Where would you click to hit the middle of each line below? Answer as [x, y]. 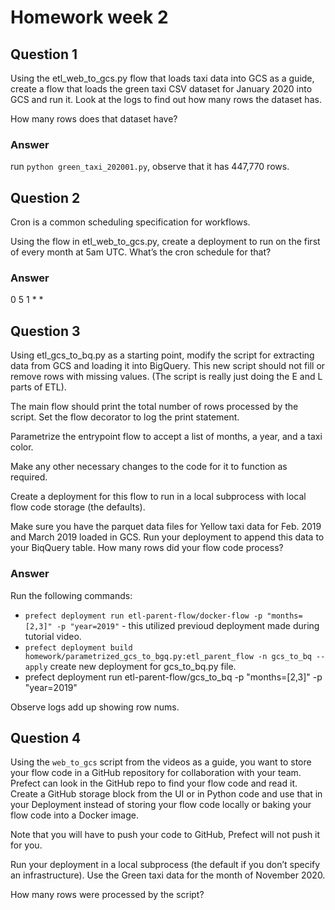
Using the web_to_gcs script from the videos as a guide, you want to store [161, 762]
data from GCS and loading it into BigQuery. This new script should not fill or [168, 366]
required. [29, 477]
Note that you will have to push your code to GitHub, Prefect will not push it [165, 835]
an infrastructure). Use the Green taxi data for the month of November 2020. [168, 875]
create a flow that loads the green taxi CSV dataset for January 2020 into [161, 89]
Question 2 [45, 197]
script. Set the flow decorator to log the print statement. [125, 417]
